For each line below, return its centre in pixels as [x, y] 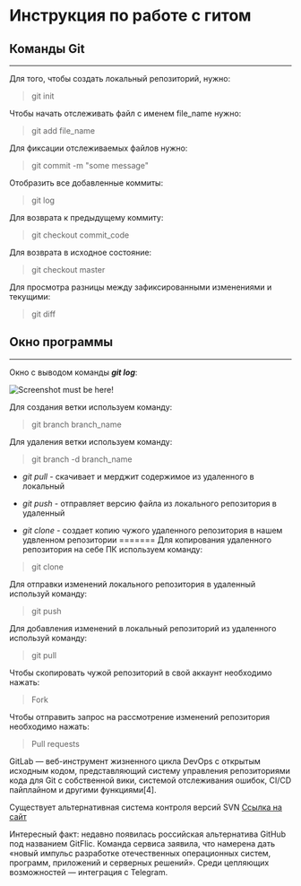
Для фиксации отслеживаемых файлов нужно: [99, 148]
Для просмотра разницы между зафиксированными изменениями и [141, 287]
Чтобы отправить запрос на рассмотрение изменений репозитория [140, 717]
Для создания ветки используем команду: [91, 407]
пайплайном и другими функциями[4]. [83, 789]
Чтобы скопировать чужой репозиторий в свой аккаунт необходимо [141, 673]
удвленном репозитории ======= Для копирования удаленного [146, 540]
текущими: [30, 296]
